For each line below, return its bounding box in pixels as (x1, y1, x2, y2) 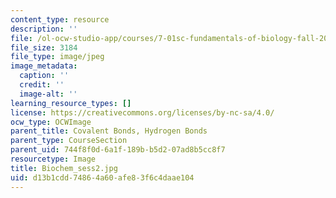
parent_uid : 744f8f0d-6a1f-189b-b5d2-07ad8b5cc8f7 (10, 145, 226, 155)
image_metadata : (10, 61, 78, 71)
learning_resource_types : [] (10, 98, 132, 108)
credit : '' (19, 80, 65, 90)
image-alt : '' (19, 89, 78, 99)
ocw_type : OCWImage (10, 117, 92, 127)
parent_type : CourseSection (10, 136, 128, 146)
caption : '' (19, 71, 70, 81)
